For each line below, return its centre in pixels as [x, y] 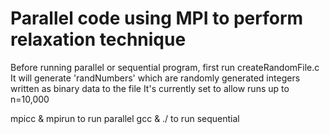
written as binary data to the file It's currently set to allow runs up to [150, 88]
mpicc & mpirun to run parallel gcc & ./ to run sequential [125, 118]
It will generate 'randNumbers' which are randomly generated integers [155, 78]
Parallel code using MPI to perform [157, 18]
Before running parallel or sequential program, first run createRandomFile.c [165, 67]
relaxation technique [98, 39]
